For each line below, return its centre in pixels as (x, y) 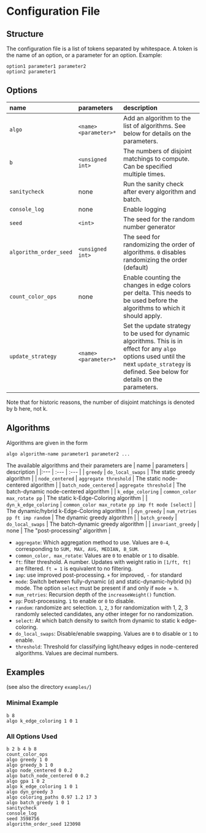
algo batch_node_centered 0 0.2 (48, 776)
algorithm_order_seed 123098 (44, 824)
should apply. (143, 316)
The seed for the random (159, 219)
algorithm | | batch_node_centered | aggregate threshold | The (108, 485)
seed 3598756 (23, 819)
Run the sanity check (154, 184)
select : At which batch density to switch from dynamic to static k (97, 620)
